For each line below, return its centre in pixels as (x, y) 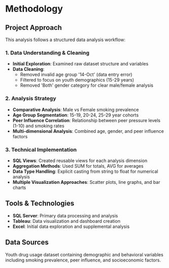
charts (19, 187)
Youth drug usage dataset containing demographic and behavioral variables (84, 254)
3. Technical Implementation (41, 149)
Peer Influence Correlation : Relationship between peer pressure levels (87, 120)
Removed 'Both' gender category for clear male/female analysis (87, 85)
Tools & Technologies (40, 203)
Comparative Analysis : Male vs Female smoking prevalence (76, 109)
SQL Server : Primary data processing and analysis (65, 215)
